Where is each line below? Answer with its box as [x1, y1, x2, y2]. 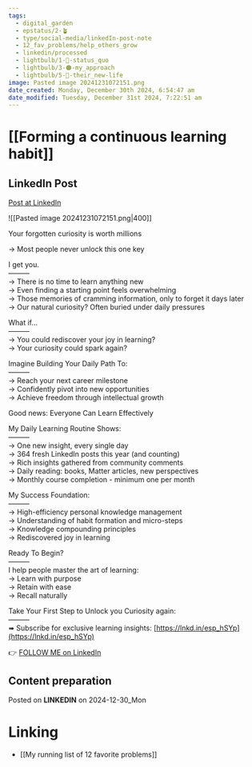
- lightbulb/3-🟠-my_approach [15, 64, 115, 72]
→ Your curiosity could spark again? [8, 343, 128, 353]
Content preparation [8, 673, 112, 688]
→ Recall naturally [8, 591, 68, 601]
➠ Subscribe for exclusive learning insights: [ [8, 623, 157, 633]
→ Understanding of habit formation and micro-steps [8, 516, 183, 525]
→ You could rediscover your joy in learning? [8, 335, 156, 345]
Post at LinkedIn [8, 198, 62, 208]
